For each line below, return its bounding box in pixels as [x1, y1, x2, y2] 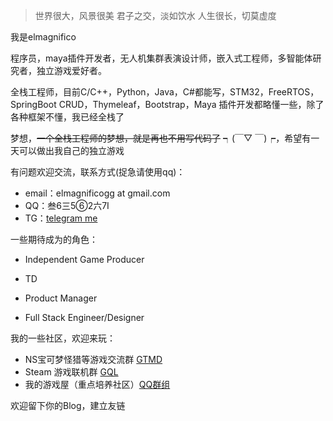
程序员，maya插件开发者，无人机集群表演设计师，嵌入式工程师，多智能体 [10, 52, 313, 64]
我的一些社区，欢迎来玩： [10, 332, 116, 344]
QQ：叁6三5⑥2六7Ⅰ [24, 200, 110, 211]
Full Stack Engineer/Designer [24, 312, 145, 323]
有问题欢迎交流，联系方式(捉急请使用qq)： [10, 166, 186, 178]
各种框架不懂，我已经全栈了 [10, 111, 125, 123]
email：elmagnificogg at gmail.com [24, 187, 171, 199]
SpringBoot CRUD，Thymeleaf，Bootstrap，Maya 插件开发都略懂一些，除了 [10, 99, 325, 110]
